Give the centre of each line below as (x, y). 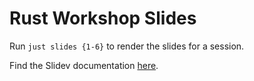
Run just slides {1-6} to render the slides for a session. (127, 46)
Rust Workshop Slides (103, 18)
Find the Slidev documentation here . (84, 65)
